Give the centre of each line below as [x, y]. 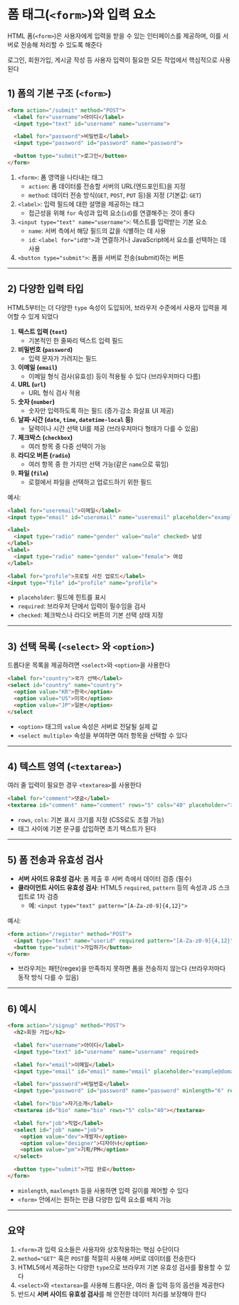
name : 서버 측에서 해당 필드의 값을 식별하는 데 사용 [97, 231]
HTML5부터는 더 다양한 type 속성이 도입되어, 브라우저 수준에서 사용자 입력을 [114, 307]
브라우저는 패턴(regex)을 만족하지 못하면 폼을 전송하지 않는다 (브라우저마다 [122, 969]
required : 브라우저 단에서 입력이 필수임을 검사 [81, 606]
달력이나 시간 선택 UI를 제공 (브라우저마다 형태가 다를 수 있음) [113, 428]
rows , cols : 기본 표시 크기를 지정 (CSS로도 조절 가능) [91, 820]
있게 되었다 [43, 316]
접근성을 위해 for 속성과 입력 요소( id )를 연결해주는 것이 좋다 [112, 213]
